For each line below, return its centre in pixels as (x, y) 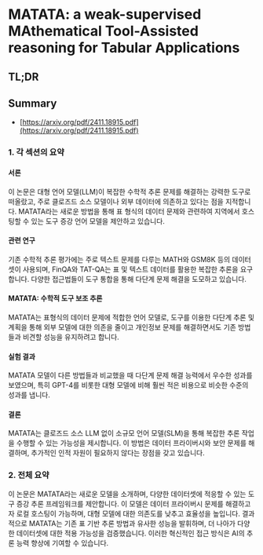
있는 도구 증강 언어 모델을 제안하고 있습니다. (98, 221)
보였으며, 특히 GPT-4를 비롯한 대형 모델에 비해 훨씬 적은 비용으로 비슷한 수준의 (128, 385)
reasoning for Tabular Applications (124, 48)
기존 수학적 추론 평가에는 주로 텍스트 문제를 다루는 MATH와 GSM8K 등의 (119, 259)
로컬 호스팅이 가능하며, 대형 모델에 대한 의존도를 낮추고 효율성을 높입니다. (128, 513)
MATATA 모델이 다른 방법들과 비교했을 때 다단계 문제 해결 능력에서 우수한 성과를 (130, 375)
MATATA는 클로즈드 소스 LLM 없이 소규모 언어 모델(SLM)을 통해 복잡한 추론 (124, 433)
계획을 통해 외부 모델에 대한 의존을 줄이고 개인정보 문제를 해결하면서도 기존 (122, 327)
